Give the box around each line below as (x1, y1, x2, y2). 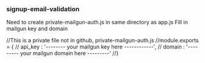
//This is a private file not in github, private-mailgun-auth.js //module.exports (6, 37, 199, 44)
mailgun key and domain (6, 25, 68, 32)
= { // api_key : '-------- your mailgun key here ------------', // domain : (6, 43, 185, 50)
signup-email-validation (6, 5, 80, 13)
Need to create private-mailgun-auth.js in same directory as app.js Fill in (6, 19, 188, 26)
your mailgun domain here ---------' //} (20, 50, 119, 57)
